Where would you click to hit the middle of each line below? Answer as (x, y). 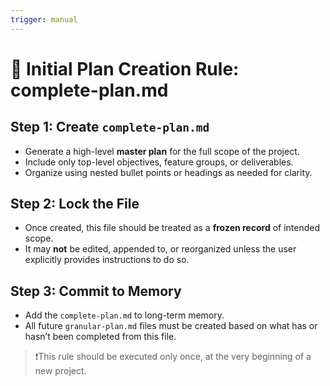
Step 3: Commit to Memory (96, 291)
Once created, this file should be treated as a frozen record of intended (172, 228)
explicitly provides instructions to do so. (107, 260)
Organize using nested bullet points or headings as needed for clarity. (168, 172)
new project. (60, 371)
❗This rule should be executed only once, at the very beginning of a (173, 357)
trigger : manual (44, 19)
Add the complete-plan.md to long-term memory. (124, 315)
